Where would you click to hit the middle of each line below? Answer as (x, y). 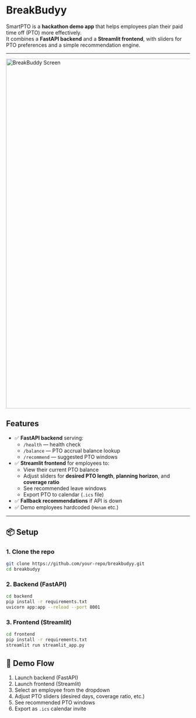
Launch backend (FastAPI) (46, 677)
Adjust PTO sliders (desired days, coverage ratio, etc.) (79, 696)
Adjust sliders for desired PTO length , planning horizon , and (97, 476)
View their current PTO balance (61, 470)
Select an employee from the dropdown (62, 690)
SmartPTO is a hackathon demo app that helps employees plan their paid (94, 26)
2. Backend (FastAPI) (36, 584)
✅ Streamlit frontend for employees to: (62, 463)
